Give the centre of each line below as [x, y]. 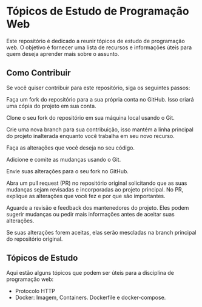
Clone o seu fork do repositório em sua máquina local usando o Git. [90, 117]
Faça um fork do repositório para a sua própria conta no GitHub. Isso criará [100, 99]
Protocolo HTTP [35, 291]
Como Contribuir [39, 73]
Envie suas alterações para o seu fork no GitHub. [68, 171]
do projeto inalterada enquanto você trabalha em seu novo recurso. [90, 136]
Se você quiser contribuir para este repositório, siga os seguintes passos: [98, 88]
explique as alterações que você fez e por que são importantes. [86, 196]
